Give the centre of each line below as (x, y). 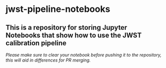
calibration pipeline (36, 43)
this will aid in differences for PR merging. (48, 60)
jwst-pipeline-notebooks (58, 9)
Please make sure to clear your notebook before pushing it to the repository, (83, 55)
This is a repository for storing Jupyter (66, 28)
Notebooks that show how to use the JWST (74, 35)
